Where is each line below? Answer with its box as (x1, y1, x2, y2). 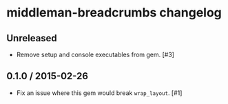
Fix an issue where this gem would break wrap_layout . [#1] (16, 88, 183, 97)
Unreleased (6, 32, 58, 44)
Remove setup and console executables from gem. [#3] (16, 50, 175, 59)
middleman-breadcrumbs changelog (6, 5, 222, 21)
